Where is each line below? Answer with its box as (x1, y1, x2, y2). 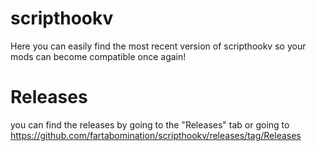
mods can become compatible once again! (10, 50, 187, 62)
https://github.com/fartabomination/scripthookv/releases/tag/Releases (10, 129, 302, 141)
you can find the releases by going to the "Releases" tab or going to (10, 118, 290, 131)
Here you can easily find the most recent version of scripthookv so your (10, 40, 307, 52)
